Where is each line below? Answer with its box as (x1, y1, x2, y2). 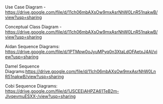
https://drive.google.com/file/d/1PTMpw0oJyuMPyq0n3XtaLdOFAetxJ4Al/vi (5, 49, 158, 54)
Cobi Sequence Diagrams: (5, 83, 57, 89)
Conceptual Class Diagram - (5, 24, 62, 30)
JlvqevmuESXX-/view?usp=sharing (5, 93, 76, 99)
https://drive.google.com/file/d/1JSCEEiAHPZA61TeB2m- (5, 88, 119, 94)
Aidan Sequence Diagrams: (5, 44, 60, 49)
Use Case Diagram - (5, 4, 46, 10)
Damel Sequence (5, 63, 40, 69)
